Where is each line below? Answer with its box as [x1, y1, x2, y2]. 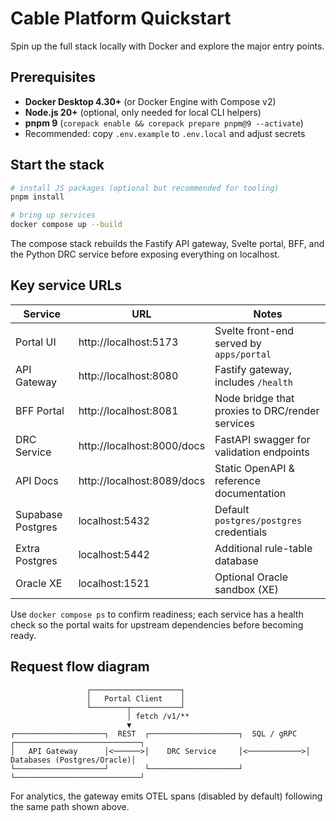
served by [214, 336, 262, 350]
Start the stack [10, 157, 105, 174]
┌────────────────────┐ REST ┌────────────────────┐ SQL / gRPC [10, 728, 298, 739]
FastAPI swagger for [214, 432, 311, 446]
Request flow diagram [10, 658, 150, 676]
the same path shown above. [10, 800, 130, 812]
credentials [214, 525, 268, 539]
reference [214, 473, 261, 487]
